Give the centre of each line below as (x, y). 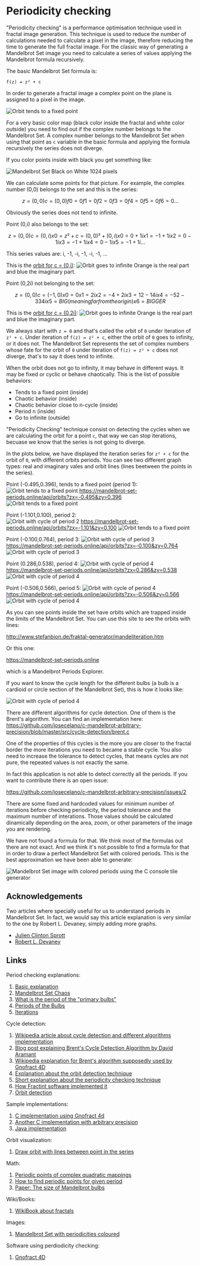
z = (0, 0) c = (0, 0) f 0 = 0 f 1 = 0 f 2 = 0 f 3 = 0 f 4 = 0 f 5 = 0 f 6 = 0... (100, 201)
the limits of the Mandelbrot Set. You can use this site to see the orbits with (99, 619)
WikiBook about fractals (44, 1210)
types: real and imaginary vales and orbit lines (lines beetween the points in (99, 466)
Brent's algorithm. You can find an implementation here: (75, 719)
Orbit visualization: (29, 1140)
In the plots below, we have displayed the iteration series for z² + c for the (98, 453)
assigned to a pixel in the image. (46, 99)
